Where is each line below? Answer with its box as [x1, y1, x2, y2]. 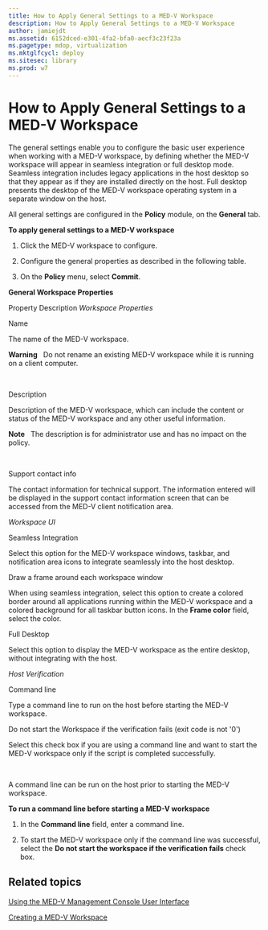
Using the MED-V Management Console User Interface [8, 896, 190, 906]
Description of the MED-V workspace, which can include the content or [8, 405, 245, 414]
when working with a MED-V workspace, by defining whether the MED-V [8, 150, 250, 161]
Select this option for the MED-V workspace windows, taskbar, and [8, 548, 230, 558]
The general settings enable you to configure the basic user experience [8, 142, 245, 152]
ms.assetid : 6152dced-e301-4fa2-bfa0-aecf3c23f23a [8, 34, 181, 43]
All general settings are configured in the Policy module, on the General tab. [8, 209, 261, 219]
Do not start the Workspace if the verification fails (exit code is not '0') [8, 724, 241, 734]
